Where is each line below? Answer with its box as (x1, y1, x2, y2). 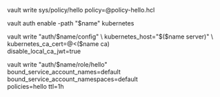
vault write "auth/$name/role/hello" (7, 61, 108, 68)
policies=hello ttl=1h (7, 83, 64, 90)
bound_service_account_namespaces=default (7, 75, 138, 83)
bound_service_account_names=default (7, 68, 121, 76)
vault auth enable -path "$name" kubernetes (7, 19, 134, 27)
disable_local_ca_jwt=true (7, 47, 81, 55)
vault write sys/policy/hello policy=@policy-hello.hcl (7, 6, 155, 14)
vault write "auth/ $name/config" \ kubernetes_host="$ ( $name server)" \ (7, 32, 214, 41)
